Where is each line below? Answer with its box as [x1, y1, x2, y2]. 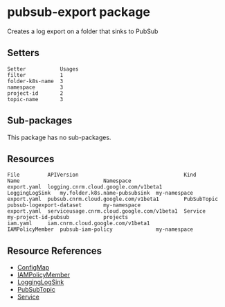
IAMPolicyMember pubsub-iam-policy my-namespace [7, 226, 194, 233]
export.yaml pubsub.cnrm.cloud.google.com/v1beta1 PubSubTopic [7, 195, 218, 203]
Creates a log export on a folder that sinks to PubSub [7, 27, 159, 35]
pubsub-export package [7, 4, 151, 20]
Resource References [7, 245, 102, 256]
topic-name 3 [7, 96, 64, 103]
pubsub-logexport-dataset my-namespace [7, 202, 141, 209]
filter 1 [7, 71, 64, 78]
